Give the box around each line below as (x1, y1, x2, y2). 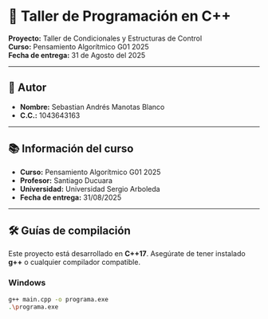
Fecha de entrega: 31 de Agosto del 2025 (8, 50, 146, 60)
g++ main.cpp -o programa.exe (8, 295, 109, 303)
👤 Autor (8, 81, 47, 95)
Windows (8, 278, 46, 289)
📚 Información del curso (8, 142, 134, 156)
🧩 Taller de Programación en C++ (8, 7, 231, 25)
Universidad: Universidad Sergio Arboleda (19, 184, 161, 193)
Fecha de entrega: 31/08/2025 (19, 193, 122, 202)
